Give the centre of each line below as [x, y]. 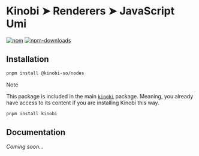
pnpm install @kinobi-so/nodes [45, 73]
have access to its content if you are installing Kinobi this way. [83, 103]
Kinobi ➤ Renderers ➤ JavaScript [91, 11]
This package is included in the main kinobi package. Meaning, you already [100, 96]
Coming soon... [25, 147]
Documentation [36, 132]
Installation [28, 59]
